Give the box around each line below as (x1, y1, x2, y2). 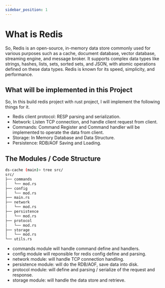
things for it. (5, 104, 30, 110)
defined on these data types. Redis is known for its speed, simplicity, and (5, 66, 155, 72)
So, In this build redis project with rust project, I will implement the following (5, 99, 160, 105)
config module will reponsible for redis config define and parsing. (12, 251, 147, 257)
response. (12, 272, 33, 278)
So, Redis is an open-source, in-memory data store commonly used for (5, 45, 151, 51)
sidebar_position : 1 (5, 7, 48, 12)
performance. (5, 71, 33, 77)
